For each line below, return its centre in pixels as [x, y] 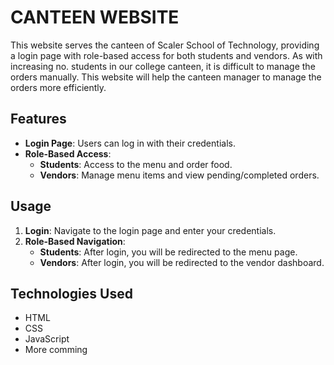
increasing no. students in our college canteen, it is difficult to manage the [163, 66]
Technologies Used [71, 293]
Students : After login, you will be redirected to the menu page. [168, 252]
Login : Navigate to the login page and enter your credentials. [150, 230]
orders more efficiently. [58, 87]
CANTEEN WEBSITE [95, 17]
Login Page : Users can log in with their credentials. [130, 143]
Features [38, 119]
